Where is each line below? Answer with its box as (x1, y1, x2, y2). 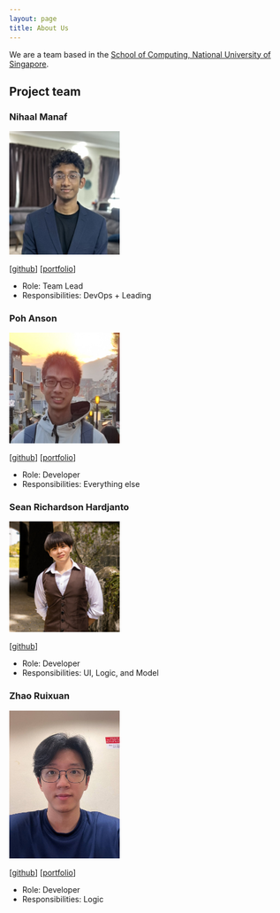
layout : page (9, 14, 57, 23)
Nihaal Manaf (9, 111, 68, 123)
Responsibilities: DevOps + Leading (21, 290, 152, 300)
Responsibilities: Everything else (21, 479, 140, 490)
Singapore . (9, 58, 49, 69)
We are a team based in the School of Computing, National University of (9, 49, 271, 59)
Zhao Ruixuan (9, 690, 71, 702)
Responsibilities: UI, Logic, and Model (21, 668, 159, 678)
